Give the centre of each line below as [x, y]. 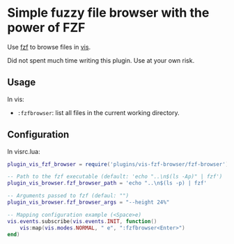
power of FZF [46, 28]
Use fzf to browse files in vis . [49, 47]
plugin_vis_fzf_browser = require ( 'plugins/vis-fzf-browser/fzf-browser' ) [118, 164]
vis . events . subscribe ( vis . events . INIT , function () [82, 221]
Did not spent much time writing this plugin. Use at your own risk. [101, 60]
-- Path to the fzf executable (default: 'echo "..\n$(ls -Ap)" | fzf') [115, 177]
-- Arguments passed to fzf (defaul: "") [68, 196]
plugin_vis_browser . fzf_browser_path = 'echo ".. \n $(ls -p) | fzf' [107, 183]
